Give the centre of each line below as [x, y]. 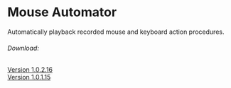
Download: [23, 48]
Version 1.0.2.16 [30, 70]
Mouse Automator [62, 12]
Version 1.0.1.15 [29, 77]
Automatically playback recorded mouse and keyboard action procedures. [116, 32]
